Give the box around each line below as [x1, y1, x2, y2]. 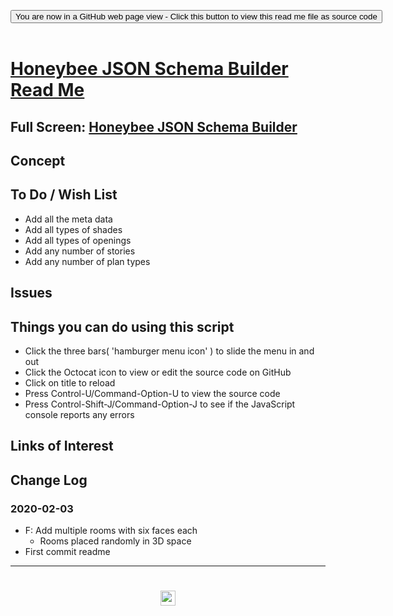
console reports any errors [24, 408, 135, 420]
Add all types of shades [24, 223, 123, 235]
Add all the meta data [24, 213, 113, 225]
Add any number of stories [24, 245, 136, 257]
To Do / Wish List [10, 186, 118, 204]
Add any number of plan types [24, 255, 151, 267]
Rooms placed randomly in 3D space [39, 535, 192, 547]
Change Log [10, 471, 88, 489]
